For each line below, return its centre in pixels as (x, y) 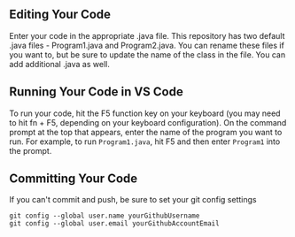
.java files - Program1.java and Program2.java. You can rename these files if (147, 45)
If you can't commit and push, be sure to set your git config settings (133, 200)
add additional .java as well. (60, 64)
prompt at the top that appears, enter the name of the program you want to (146, 132)
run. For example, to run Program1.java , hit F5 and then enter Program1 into (145, 141)
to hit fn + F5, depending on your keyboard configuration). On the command (148, 122)
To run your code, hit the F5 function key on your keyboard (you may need (145, 113)
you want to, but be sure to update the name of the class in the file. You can (147, 54)
